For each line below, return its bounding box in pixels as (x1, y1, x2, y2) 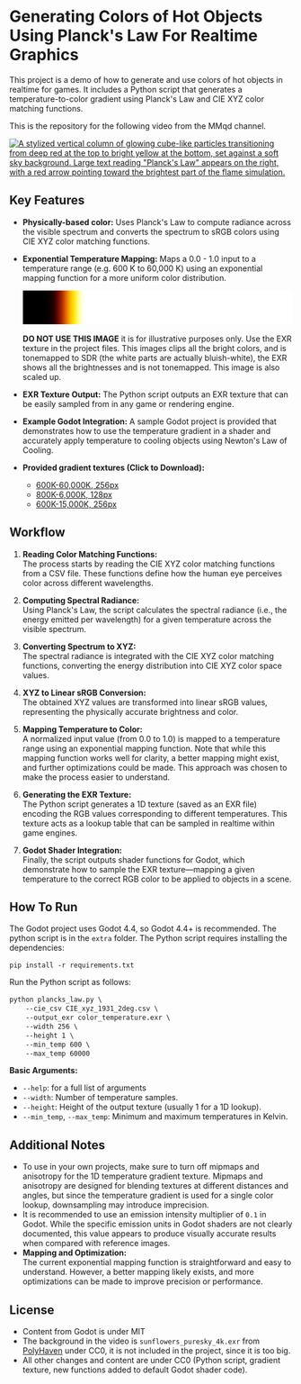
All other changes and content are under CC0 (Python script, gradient (22, 1355, 281, 1366)
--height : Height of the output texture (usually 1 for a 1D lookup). (22, 1101, 262, 1113)
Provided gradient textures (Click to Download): (22, 462, 205, 473)
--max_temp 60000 (25, 1049, 91, 1059)
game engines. (22, 827, 78, 838)
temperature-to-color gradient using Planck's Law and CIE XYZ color (9, 93, 265, 104)
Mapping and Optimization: (22, 1247, 128, 1258)
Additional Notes (9, 1137, 106, 1153)
